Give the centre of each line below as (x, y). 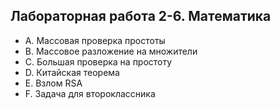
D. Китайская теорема (72, 72)
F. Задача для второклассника (90, 93)
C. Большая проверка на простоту (98, 61)
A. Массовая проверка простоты (95, 40)
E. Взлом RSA (53, 83)
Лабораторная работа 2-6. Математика (141, 16)
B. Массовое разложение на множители (111, 51)
